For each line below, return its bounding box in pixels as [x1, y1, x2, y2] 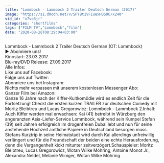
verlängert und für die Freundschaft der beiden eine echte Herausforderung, [5, 137, 159, 142]
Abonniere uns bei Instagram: [5, 80, 65, 86]
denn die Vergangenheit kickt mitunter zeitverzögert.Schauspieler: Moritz [5, 142, 153, 148]
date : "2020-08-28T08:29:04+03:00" [5, 30, 78, 35]
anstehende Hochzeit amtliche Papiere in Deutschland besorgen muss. [5, 127, 148, 132]
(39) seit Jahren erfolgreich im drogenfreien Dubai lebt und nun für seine [5, 121, 152, 127]
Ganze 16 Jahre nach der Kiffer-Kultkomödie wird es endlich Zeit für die [5, 95, 150, 101]
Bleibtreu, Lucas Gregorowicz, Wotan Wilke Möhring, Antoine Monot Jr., [5, 147, 150, 153]
